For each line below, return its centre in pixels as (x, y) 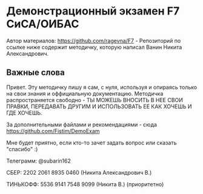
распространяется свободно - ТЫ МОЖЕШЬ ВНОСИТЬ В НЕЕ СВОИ (95, 100)
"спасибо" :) (22, 149)
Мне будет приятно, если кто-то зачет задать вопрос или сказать (92, 143)
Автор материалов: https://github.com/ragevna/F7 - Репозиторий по (94, 40)
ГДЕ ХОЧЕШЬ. (24, 112)
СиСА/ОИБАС (43, 24)
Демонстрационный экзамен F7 (93, 11)
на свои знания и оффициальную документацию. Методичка (85, 93)
